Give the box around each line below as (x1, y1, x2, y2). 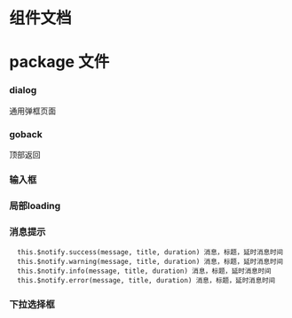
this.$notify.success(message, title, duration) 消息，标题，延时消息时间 (17, 248, 284, 257)
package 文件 (9, 52, 110, 72)
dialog (9, 84, 37, 97)
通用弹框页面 (9, 105, 56, 116)
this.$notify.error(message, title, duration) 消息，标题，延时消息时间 (17, 276, 276, 285)
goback (9, 128, 43, 140)
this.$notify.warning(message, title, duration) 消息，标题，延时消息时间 (17, 258, 284, 267)
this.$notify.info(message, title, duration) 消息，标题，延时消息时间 (17, 267, 272, 275)
